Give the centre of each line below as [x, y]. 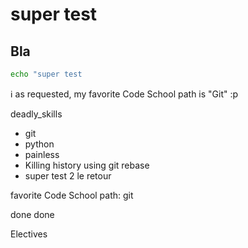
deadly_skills [36, 114]
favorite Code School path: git [72, 195]
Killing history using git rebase [87, 165]
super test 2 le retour [68, 175]
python [39, 144]
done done [32, 214]
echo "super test [46, 74]
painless [42, 154]
